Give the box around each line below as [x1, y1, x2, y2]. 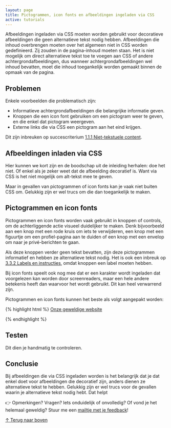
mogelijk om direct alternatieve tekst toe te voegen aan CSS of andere [5, 53, 154, 59]
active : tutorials [5, 17, 45, 22]
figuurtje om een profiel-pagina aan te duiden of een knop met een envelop [5, 234, 165, 240]
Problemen [5, 84, 41, 93]
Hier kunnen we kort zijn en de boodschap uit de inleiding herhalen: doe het [5, 163, 165, 168]
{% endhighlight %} [5, 316, 47, 322]
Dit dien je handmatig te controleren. [5, 344, 82, 351]
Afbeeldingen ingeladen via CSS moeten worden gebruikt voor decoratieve [5, 31, 164, 37]
